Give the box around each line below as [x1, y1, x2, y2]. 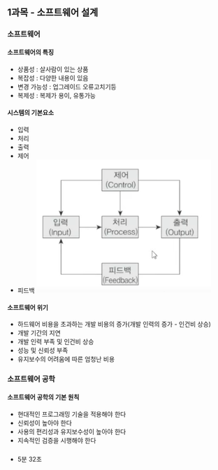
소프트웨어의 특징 [7, 48, 54, 56]
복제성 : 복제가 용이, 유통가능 [17, 91, 96, 99]
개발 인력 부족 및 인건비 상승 [17, 338, 94, 346]
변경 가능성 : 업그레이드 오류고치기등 [17, 83, 117, 91]
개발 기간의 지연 [17, 329, 61, 337]
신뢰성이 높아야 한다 [17, 418, 72, 427]
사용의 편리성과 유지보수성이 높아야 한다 [17, 427, 126, 436]
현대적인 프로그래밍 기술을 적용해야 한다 [17, 410, 126, 418]
